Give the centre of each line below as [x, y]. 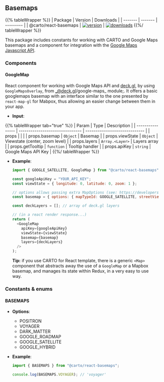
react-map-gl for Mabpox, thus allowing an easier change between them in [80, 101]
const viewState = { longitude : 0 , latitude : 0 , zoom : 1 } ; [75, 184]
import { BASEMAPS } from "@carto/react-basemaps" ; [66, 366]
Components [21, 63]
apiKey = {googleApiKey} [44, 228]
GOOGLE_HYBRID [38, 347]
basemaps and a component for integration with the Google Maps [71, 45]
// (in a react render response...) [49, 215]
